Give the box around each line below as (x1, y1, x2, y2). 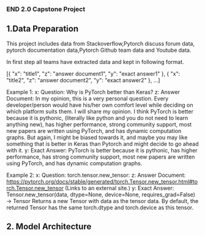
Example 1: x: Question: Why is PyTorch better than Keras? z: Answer (6, 88, 181, 96)
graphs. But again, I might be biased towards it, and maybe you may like (6, 134, 188, 141)
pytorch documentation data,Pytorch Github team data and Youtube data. (6, 46, 192, 54)
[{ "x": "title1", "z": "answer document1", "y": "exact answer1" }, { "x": (6, 70, 181, 77)
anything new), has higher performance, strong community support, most (6, 121, 192, 128)
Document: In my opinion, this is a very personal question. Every (6, 95, 169, 102)
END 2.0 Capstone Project (6, 5, 86, 13)
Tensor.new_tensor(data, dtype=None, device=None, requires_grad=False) (6, 191, 196, 198)
